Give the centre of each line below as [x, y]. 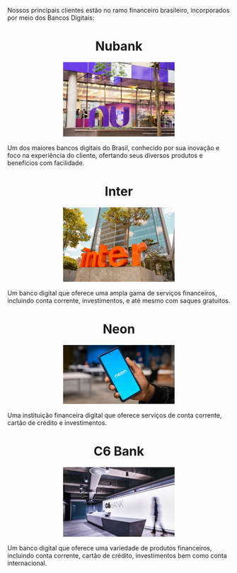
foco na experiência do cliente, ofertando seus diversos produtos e [105, 155]
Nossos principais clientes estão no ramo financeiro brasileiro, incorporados [118, 10]
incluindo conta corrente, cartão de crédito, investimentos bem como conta [117, 555]
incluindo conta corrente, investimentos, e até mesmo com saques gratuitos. [119, 300]
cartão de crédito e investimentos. [57, 422]
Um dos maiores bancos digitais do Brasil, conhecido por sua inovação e [114, 147]
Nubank [119, 46]
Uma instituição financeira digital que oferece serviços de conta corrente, [115, 415]
